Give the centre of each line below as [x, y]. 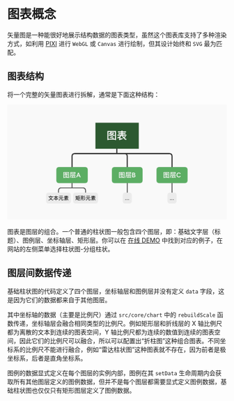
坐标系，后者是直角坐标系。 [47, 358]
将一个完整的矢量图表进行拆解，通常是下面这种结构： [84, 94]
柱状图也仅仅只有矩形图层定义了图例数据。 [74, 390]
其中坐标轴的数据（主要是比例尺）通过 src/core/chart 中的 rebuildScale [111, 315]
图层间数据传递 [39, 273]
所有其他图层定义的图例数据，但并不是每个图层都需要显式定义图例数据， [117, 382]
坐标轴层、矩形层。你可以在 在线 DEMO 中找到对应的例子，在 [134, 240]
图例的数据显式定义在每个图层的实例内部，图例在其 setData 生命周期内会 [111, 372]
